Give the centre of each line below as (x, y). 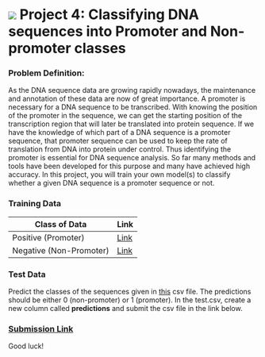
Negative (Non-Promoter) (61, 250)
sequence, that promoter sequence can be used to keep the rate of (118, 141)
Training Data (35, 204)
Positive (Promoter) (48, 237)
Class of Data (61, 224)
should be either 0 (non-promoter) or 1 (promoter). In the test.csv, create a (130, 300)
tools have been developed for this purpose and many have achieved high (129, 166)
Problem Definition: (46, 73)
